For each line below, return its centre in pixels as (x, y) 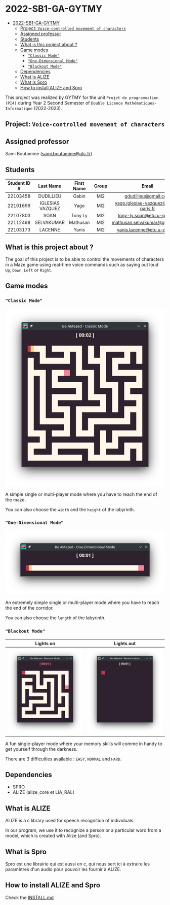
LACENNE (50, 229)
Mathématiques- (141, 103)
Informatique (19, 109)
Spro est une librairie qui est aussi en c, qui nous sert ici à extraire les (78, 864)
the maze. (16, 499)
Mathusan (79, 223)
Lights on (45, 643)
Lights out (125, 643)
